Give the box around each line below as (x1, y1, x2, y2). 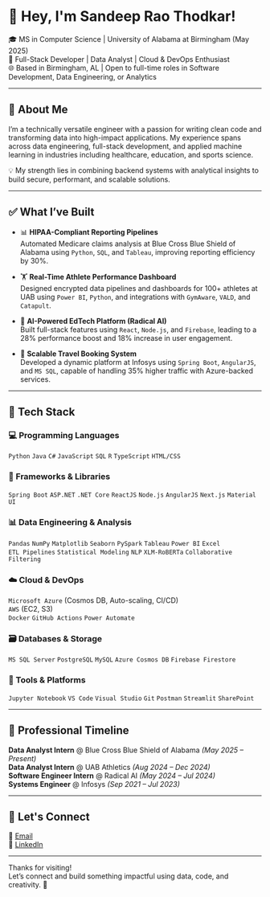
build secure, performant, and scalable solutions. (8, 174, 170, 184)
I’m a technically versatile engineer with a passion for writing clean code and (8, 124, 262, 133)
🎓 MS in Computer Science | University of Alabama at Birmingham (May (8, 34, 250, 43)
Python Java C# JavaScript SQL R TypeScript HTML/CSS (8, 453, 181, 461)
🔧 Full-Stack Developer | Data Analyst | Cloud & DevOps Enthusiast (8, 54, 231, 63)
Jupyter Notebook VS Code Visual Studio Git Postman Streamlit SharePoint (8, 694, 255, 702)
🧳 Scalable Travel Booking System (19, 349, 137, 358)
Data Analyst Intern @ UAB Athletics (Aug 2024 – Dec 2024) (8, 762, 211, 772)
